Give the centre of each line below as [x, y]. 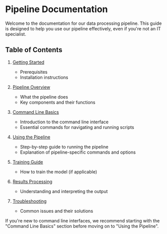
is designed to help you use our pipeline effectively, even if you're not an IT [83, 28]
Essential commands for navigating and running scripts [77, 127]
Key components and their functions [58, 102]
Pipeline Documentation [57, 9]
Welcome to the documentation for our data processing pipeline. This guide [83, 23]
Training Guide [28, 162]
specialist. [16, 34]
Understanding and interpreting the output [64, 191]
